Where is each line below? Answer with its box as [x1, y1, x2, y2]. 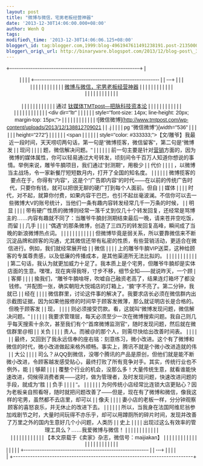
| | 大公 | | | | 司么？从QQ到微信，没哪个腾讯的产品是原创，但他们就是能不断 [8, 350, 195, 358]
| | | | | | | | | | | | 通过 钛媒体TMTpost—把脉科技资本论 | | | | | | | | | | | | [22, 102, 181, 110]
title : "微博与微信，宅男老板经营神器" [6, 15, 94, 21]
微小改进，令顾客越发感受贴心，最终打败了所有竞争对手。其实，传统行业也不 [6, 358, 197, 365]
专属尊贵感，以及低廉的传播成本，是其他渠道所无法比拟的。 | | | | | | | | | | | [17, 252, 197, 259]
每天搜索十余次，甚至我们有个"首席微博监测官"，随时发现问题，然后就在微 [12, 320, 196, 327]
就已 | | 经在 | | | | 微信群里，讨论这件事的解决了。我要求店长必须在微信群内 [7, 290, 192, 297]
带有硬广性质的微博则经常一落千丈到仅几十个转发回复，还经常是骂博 [25, 207, 195, 214]
